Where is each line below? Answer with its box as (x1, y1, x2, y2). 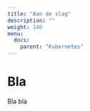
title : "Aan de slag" (7, 10, 72, 18)
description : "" (7, 17, 55, 24)
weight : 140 (7, 23, 43, 30)
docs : (13, 37, 30, 44)
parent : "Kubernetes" (20, 43, 84, 50)
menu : (7, 30, 23, 37)
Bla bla (7, 97, 28, 105)
